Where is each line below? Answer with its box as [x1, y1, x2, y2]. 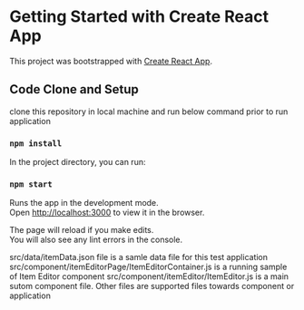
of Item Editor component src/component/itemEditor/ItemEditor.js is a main [9, 271, 289, 282]
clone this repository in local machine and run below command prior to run [9, 106, 289, 117]
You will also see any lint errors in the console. [9, 234, 183, 246]
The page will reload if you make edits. [9, 225, 154, 236]
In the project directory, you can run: [9, 157, 146, 168]
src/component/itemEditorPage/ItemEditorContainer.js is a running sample [9, 261, 288, 273]
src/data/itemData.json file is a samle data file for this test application [9, 252, 269, 263]
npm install [9, 138, 63, 149]
